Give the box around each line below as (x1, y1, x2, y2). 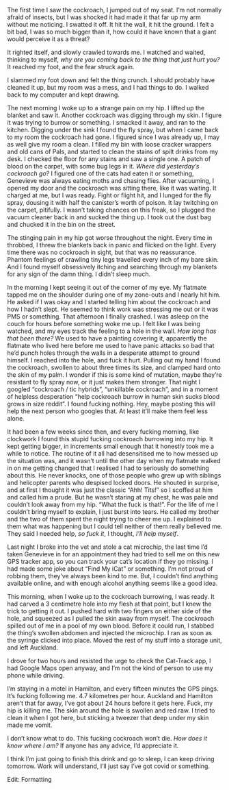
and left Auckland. (7, 643, 59, 652)
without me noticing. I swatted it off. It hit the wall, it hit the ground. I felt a (7, 21, 214, 28)
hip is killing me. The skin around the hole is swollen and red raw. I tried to (7, 706, 215, 715)
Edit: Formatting (7, 776, 53, 783)
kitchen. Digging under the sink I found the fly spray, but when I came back (7, 126, 219, 134)
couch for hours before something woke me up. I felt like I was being (7, 320, 200, 328)
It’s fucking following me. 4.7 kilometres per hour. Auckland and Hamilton (7, 692, 213, 700)
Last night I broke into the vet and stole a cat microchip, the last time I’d (7, 543, 208, 551)
